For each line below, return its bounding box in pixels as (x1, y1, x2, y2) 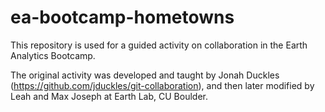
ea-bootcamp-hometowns (10, 6, 235, 29)
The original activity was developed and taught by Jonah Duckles (10, 69, 280, 81)
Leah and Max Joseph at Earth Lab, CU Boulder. (10, 90, 208, 102)
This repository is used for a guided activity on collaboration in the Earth (10, 39, 308, 51)
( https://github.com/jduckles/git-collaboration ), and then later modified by (10, 79, 315, 91)
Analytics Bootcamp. (10, 49, 96, 61)
